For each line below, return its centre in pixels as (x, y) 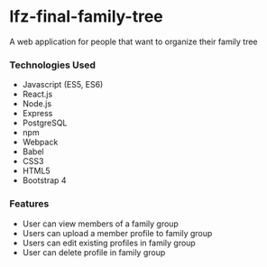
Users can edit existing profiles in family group (109, 243)
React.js (37, 94)
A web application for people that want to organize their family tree (133, 41)
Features (29, 204)
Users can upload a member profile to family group (117, 233)
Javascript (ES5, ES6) (63, 85)
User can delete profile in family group (94, 252)
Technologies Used (53, 65)
